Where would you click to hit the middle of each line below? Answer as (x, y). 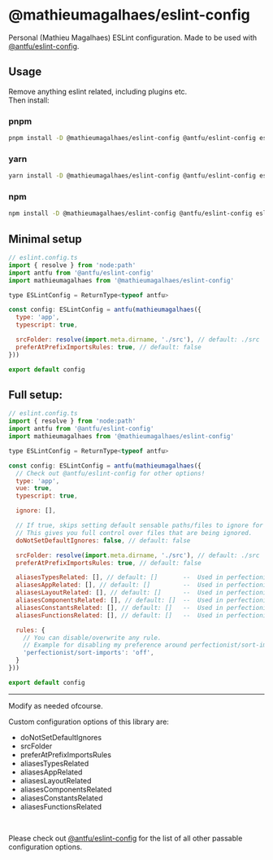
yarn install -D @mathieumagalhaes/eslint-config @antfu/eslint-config (132, 176)
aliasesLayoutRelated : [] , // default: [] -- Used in (119, 593)
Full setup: (36, 395)
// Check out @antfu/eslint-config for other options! (110, 473)
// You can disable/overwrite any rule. (92, 638)
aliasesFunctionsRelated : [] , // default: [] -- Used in (119, 615)
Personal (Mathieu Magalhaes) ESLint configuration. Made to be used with (133, 37)
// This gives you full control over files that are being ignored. (134, 533)
